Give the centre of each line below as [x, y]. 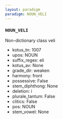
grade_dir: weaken [31, 70]
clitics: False [25, 101]
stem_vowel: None [31, 112]
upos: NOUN [25, 55]
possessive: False [30, 81]
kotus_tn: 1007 [27, 50]
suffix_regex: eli [28, 60]
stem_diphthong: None [35, 86]
